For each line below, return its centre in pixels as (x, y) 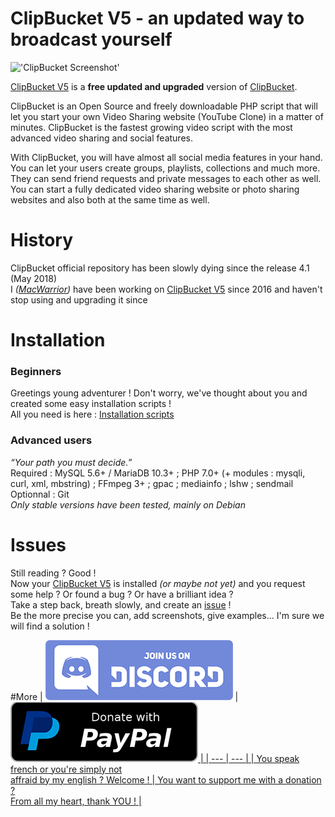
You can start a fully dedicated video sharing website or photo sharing (155, 189)
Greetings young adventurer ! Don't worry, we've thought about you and (159, 393)
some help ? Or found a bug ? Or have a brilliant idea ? (122, 594)
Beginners (36, 371)
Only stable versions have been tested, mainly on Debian (128, 504)
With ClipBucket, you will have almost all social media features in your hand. (166, 157)
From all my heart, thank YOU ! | (76, 801)
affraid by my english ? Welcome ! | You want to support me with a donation (166, 779)
